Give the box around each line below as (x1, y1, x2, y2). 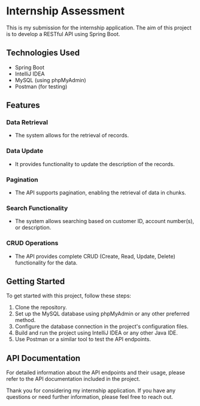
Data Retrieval (6, 118, 49, 127)
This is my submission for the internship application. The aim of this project (6, 24, 192, 31)
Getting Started (6, 276, 65, 287)
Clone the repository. (14, 304, 67, 311)
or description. (14, 224, 51, 231)
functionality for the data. (14, 259, 78, 266)
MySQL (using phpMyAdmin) (14, 76, 87, 83)
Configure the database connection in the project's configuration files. (14, 323, 189, 330)
